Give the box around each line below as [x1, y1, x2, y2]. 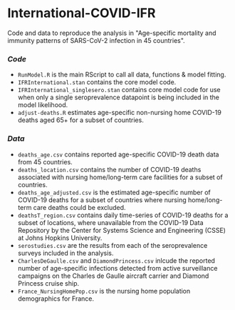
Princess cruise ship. [17, 279, 80, 287]
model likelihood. [17, 101, 68, 109]
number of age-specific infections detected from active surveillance [17, 264, 218, 272]
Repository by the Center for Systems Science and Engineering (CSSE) [17, 226, 226, 234]
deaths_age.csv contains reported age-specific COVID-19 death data [17, 150, 219, 159]
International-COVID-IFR [7, 5, 156, 21]
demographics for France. [17, 294, 95, 303]
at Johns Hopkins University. [17, 234, 103, 242]
